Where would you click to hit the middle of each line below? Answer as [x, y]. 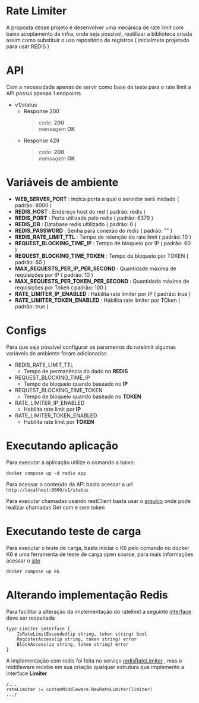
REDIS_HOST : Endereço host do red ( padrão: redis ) [80, 211]
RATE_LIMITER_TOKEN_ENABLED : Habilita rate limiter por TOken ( [97, 300]
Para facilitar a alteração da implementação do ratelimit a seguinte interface [99, 611]
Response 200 [41, 111]
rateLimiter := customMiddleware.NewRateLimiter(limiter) [79, 689]
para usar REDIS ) [28, 46]
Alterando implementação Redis [87, 595]
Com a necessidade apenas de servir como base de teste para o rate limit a [99, 87]
